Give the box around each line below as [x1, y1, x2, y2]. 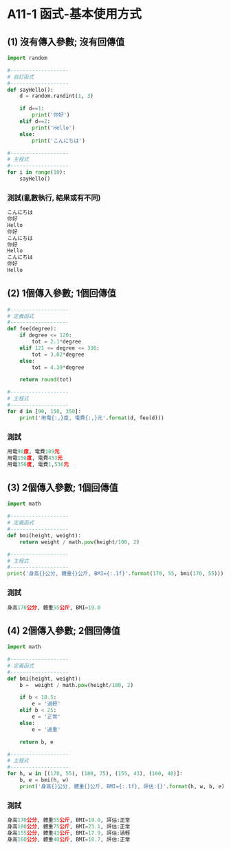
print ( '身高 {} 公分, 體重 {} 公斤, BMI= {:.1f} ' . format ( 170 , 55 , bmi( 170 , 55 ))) [7, 570, 224, 577]
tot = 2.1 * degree [32, 339, 81, 346]
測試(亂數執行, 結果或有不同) [7, 192, 101, 202]
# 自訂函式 [7, 73, 34, 80]
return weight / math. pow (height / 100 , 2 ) [19, 539, 140, 546]
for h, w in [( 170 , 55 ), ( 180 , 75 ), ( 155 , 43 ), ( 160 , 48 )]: [7, 770, 184, 777]
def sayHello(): [7, 86, 54, 93]
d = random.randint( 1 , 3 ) [19, 92, 94, 100]
